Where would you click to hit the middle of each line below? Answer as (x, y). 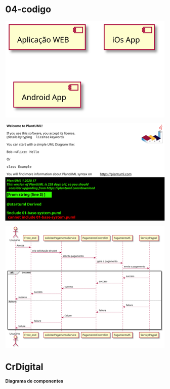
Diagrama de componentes (34, 381)
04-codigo (28, 9)
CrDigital (24, 367)
